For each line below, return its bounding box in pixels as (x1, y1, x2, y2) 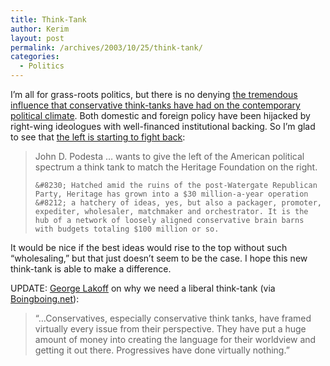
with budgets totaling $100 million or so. (34, 224, 220, 234)
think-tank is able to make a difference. (10, 263, 172, 275)
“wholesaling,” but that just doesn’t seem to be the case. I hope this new (10, 252, 308, 264)
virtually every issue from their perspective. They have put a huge (34, 323, 307, 335)
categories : (10, 52, 60, 62)
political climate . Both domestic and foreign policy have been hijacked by (10, 110, 311, 121)
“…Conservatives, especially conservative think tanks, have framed (34, 312, 312, 324)
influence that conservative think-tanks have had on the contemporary (10, 99, 301, 111)
